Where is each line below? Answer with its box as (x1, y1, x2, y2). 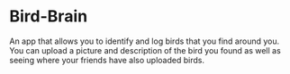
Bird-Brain (9, 6, 88, 27)
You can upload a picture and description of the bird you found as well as (9, 45, 281, 55)
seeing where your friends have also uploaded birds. (9, 54, 205, 65)
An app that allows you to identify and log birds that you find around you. (9, 36, 280, 46)
